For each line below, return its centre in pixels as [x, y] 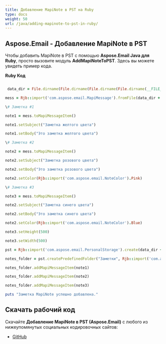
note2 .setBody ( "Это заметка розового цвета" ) [53, 169]
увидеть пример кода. [29, 66]
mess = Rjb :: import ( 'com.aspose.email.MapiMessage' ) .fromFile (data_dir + [83, 98]
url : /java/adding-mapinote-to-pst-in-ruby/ [52, 24]
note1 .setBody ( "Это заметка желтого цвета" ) [52, 134]
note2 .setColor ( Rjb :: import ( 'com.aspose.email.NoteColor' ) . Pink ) [74, 178]
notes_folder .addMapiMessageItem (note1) [47, 268]
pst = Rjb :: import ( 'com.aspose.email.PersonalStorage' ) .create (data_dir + [84, 250]
